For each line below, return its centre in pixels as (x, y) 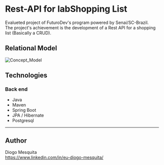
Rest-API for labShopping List (66, 9)
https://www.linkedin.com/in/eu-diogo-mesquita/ (54, 158)
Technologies (26, 75)
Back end (16, 89)
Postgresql (23, 121)
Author (16, 140)
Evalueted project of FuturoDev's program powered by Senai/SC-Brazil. (77, 22)
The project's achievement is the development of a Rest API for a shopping (81, 27)
